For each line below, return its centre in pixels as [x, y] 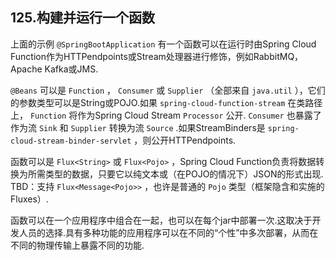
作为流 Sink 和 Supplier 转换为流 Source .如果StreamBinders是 [138, 127]
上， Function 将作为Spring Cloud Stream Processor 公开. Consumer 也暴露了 [166, 115]
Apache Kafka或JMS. [54, 69]
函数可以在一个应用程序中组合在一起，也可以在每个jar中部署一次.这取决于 [161, 220]
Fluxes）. [29, 199]
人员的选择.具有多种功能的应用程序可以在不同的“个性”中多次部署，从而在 [168, 232]
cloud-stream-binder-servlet [71, 141]
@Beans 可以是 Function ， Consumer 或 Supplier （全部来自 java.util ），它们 [168, 90]
